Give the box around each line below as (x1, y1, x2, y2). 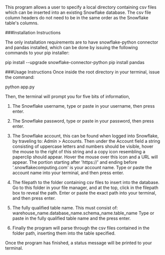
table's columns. (5, 20, 39, 26)
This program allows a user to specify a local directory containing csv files (5, 4, 157, 10)
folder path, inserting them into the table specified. (12, 230, 116, 236)
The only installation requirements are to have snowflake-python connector (5, 39, 159, 45)
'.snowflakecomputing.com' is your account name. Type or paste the (12, 165, 152, 170)
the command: (5, 74, 35, 80)
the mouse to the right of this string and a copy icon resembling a (12, 149, 146, 154)
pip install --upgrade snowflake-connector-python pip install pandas (5, 60, 145, 65)
